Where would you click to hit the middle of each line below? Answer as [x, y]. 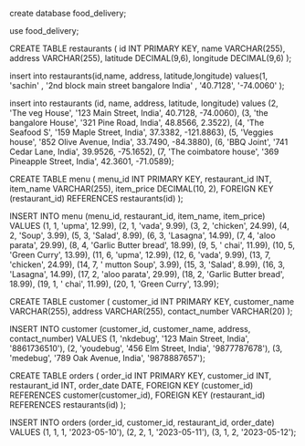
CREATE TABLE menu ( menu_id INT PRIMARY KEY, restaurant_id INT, [141, 179]
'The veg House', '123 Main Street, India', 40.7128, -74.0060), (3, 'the [139, 113]
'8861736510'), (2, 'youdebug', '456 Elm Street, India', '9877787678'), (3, [146, 348]
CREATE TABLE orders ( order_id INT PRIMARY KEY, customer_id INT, [141, 376]
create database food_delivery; [68, 13]
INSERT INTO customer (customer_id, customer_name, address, [130, 329]
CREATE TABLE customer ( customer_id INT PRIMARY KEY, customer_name [152, 301]
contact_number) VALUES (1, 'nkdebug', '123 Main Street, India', [129, 338]
